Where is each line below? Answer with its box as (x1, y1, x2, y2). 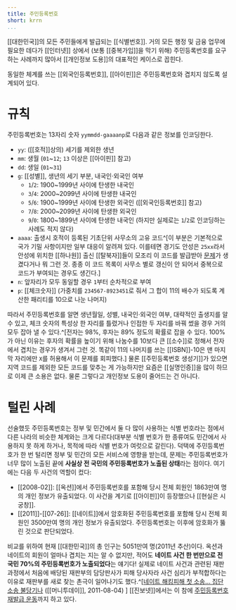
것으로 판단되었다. (25, 527, 74, 536)
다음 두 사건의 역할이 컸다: (20, 468, 92, 477)
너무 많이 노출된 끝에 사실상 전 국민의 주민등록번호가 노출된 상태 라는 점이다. (7, 459, 212, 468)
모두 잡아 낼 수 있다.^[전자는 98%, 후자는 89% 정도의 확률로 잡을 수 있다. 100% (7, 328, 226, 336)
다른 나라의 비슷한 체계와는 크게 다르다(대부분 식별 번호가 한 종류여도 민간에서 (7, 433, 220, 441)
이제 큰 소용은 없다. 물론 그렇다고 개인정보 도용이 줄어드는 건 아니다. (14, 372, 200, 381)
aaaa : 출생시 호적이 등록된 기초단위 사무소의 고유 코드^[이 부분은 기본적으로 (17, 233, 223, 242)
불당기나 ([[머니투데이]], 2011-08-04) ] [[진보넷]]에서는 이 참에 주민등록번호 (20, 586, 229, 594)
